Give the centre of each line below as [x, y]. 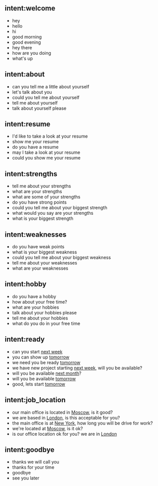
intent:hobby [26, 284]
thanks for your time [33, 467]
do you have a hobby [34, 296]
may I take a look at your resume [46, 152]
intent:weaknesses [36, 234]
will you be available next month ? [47, 373]
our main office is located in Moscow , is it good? [63, 412]
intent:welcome [30, 8]
